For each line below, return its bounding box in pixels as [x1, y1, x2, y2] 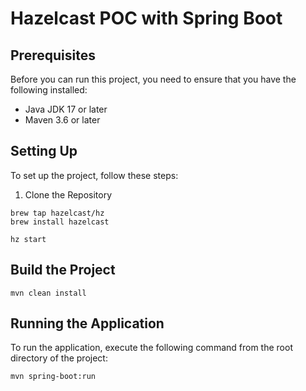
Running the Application [10, 315, 165, 332]
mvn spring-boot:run [10, 372, 97, 382]
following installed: [10, 84, 88, 96]
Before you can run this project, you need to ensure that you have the [10, 73, 297, 85]
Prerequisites [10, 47, 96, 64]
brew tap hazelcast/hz [10, 208, 105, 218]
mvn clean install [10, 288, 87, 298]
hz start [10, 234, 47, 244]
